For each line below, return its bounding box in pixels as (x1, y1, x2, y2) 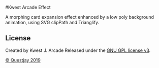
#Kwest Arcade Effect (5, 5, 51, 10)
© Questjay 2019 (5, 57, 41, 63)
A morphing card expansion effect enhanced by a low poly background (5, 14, 154, 20)
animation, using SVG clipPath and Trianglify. (5, 20, 100, 25)
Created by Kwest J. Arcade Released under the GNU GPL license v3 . (5, 47, 151, 53)
